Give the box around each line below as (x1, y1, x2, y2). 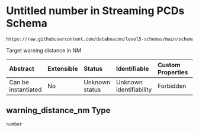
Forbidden (158, 81, 187, 90)
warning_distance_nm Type (6, 105, 111, 115)
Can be (9, 78, 30, 86)
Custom (158, 61, 181, 69)
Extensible (47, 64, 78, 72)
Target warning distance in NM (6, 47, 82, 54)
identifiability (115, 85, 152, 94)
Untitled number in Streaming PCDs (6, 4, 185, 18)
